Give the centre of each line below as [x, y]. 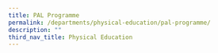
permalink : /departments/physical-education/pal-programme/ [110, 23]
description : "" [35, 30]
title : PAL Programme [44, 15]
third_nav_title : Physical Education [71, 37]
